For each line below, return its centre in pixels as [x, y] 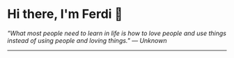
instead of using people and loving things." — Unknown [87, 40]
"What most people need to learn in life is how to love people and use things [117, 33]
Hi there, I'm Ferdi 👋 [65, 14]
